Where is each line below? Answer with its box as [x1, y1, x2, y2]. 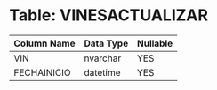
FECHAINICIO [13, 66, 71, 79]
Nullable [136, 37, 173, 49]
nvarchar [84, 52, 122, 64]
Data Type [84, 37, 129, 49]
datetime [84, 66, 122, 79]
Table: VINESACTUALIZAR [9, 5, 209, 26]
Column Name [13, 37, 76, 49]
